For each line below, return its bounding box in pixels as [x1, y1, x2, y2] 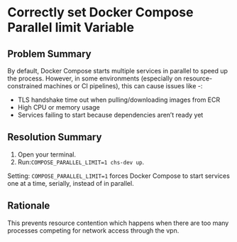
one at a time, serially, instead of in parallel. [7, 179, 134, 187]
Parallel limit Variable [7, 19, 135, 36]
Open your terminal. [17, 150, 77, 159]
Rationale [7, 200, 50, 212]
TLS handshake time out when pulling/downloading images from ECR [17, 95, 221, 104]
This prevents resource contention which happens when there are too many [7, 219, 229, 227]
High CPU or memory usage [17, 103, 101, 111]
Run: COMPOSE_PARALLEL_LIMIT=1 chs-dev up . [17, 157, 144, 166]
